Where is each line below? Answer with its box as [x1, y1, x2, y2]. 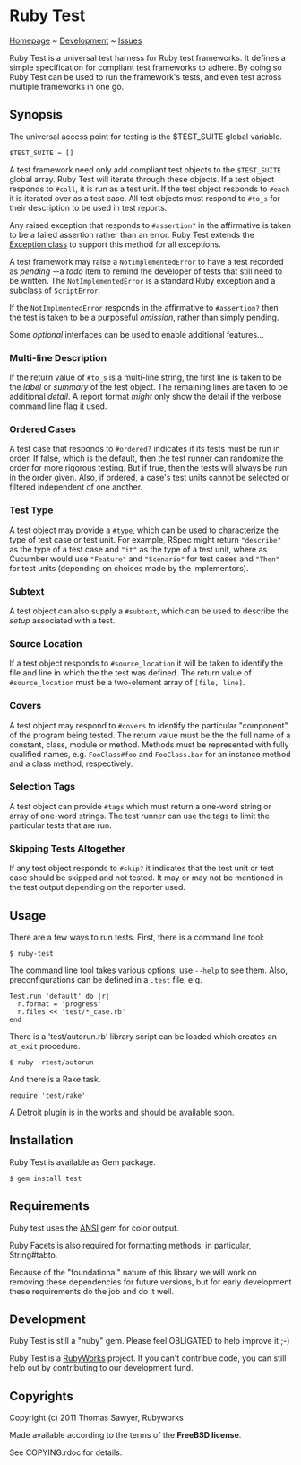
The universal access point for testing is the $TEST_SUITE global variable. [9, 131, 282, 142]
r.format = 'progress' [17, 999, 102, 1009]
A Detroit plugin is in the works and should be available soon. [9, 1107, 235, 1117]
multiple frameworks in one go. [9, 81, 125, 92]
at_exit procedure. [9, 1040, 81, 1051]
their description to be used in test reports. [9, 202, 168, 213]
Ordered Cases [9, 423, 76, 436]
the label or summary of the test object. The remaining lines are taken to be [9, 382, 288, 393]
